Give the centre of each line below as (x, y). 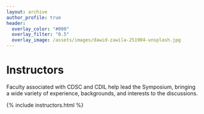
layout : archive (27, 12)
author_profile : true (34, 18)
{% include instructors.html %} (45, 105)
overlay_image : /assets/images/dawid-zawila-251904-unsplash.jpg (97, 40)
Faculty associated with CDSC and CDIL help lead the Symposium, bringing (101, 87)
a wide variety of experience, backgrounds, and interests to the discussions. (102, 93)
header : (16, 23)
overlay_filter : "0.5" (40, 35)
